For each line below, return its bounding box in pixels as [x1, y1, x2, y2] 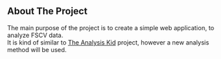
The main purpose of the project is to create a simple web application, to [7, 23, 215, 32]
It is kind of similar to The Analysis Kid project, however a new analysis [7, 38, 209, 47]
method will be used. [7, 45, 67, 54]
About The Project [7, 5, 88, 17]
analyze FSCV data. [7, 31, 64, 39]
